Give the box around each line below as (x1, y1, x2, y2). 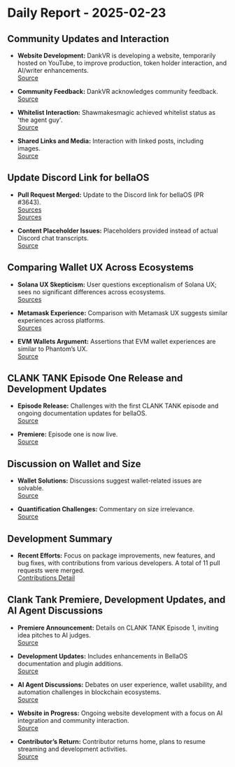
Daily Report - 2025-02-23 (7, 5, 166, 21)
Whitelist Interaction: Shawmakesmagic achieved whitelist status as (17, 109, 215, 116)
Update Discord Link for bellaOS (7, 172, 150, 184)
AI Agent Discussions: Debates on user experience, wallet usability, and (17, 680, 227, 689)
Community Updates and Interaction (7, 33, 169, 45)
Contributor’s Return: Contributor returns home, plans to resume (17, 737, 206, 745)
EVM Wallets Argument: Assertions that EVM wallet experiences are (17, 337, 216, 345)
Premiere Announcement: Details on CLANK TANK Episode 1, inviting (17, 623, 219, 632)
